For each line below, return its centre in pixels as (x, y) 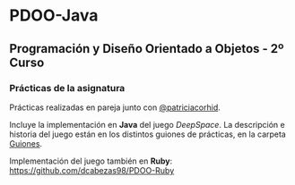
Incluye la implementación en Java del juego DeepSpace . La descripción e (147, 124)
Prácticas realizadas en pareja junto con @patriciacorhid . (115, 107)
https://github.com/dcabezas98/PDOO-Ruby (92, 170)
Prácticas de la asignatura (67, 88)
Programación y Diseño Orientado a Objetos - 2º (147, 49)
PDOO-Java (54, 16)
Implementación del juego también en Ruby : (91, 161)
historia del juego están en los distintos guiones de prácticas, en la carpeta (148, 134)
